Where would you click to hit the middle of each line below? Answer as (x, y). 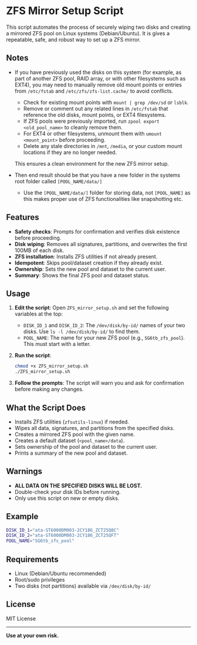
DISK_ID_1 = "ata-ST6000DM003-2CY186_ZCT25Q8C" (62, 530)
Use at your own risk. (33, 635)
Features (23, 218)
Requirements (32, 559)
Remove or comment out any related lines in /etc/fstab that (96, 108)
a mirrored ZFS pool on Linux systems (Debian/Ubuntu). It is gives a (88, 33)
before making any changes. (49, 389)
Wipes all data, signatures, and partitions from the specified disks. (94, 428)
